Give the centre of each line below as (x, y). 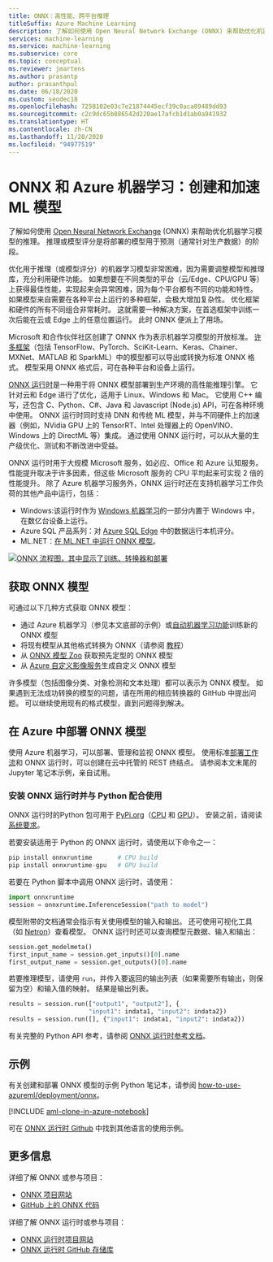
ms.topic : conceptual (45, 62)
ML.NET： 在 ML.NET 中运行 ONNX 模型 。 (90, 541)
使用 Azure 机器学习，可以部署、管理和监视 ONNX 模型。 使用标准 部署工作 (133, 752)
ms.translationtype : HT (49, 122)
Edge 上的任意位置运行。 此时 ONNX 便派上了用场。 (140, 320)
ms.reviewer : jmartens (47, 69)
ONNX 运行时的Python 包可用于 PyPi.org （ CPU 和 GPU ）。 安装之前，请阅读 (135, 815)
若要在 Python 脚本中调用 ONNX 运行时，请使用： (92, 882)
